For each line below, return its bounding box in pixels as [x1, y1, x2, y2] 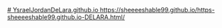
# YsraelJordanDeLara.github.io [7, 6, 99, 14]
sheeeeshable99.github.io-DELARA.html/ [7, 13, 126, 21]
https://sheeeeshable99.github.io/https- [100, 6, 215, 14]
